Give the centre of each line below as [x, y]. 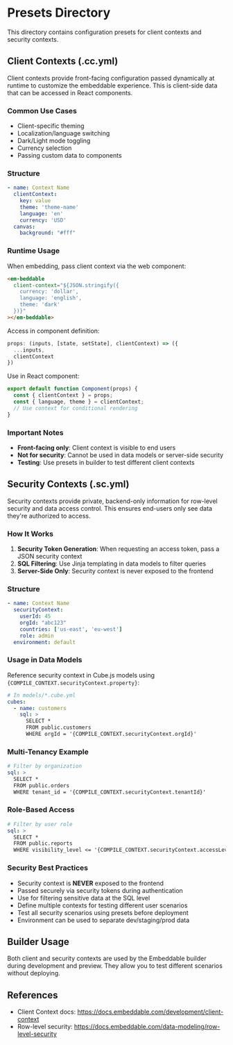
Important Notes [35, 432]
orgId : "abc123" [43, 623]
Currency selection [44, 148]
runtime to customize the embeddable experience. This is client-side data [112, 85]
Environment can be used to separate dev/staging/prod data [103, 920]
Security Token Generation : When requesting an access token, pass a [118, 549]
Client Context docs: [46, 1012]
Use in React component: [43, 376]
